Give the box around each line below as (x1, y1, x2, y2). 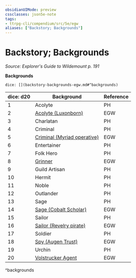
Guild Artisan (35, 166, 65, 173)
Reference (103, 93, 129, 100)
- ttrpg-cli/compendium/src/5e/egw (5, 21, 79, 26)
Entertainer (35, 142, 61, 149)
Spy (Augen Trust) (35, 238, 78, 245)
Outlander (35, 190, 58, 197)
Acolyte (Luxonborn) (35, 110, 83, 117)
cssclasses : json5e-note (5, 12, 56, 17)
